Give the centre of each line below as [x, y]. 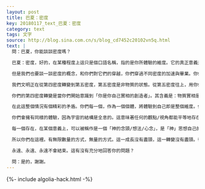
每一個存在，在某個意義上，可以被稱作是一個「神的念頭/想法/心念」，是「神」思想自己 [104, 129]
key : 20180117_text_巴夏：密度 [44, 23]
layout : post [23, 12]
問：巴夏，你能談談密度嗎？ [41, 52]
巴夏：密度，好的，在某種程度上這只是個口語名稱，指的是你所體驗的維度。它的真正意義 [105, 62]
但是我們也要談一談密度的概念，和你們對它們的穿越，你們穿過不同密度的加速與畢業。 [103, 74]
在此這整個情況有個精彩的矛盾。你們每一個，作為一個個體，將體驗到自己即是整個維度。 [105, 107]
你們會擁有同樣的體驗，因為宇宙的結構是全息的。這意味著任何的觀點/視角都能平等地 [102, 118]
